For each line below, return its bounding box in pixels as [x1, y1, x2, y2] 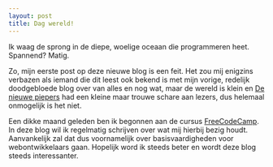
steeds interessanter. [8, 151, 79, 161]
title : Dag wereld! [8, 19, 75, 28]
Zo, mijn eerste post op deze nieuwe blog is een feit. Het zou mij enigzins [8, 66, 253, 75]
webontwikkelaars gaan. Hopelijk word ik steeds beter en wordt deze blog [8, 142, 257, 152]
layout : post [8, 11, 53, 20]
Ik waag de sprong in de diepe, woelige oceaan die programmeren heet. [8, 41, 249, 51]
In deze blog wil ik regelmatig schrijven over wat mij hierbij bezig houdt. [8, 125, 249, 135]
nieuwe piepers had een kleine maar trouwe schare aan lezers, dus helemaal [8, 92, 265, 101]
